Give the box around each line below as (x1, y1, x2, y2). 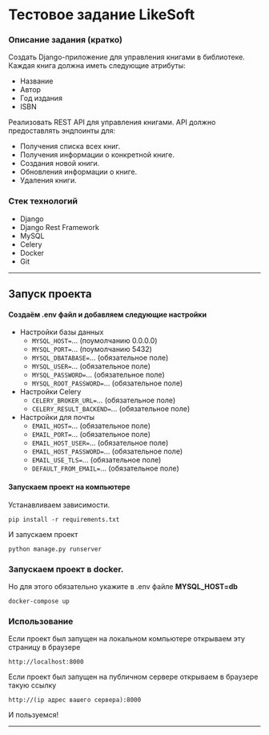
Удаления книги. (19, 176, 78, 185)
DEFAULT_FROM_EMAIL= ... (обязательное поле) (31, 463, 180, 474)
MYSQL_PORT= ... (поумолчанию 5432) (31, 345, 152, 354)
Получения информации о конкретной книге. (19, 150, 175, 160)
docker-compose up (8, 597, 70, 605)
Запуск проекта (8, 287, 92, 301)
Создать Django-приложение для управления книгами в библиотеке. (8, 52, 246, 62)
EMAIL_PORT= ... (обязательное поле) (31, 430, 151, 439)
